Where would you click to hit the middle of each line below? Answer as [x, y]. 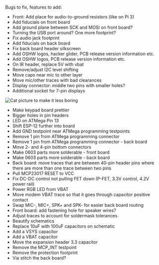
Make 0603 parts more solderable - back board [61, 158]
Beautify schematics [33, 221]
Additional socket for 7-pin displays [49, 91]
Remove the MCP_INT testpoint [44, 247]
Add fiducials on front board [41, 22]
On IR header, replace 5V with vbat [48, 64]
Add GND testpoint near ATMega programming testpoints [71, 131]
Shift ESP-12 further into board [44, 126]
